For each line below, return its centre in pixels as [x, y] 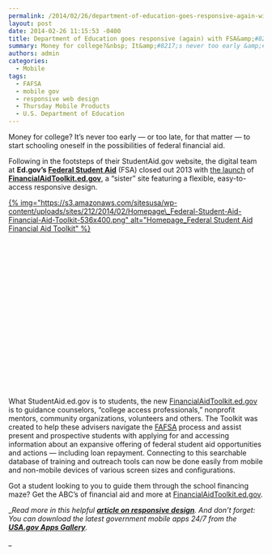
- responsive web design [57, 99]
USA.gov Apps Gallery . [48, 527]
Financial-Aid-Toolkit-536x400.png [67, 220]
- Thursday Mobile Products [63, 106]
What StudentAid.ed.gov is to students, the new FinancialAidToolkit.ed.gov [133, 401]
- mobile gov [38, 91]
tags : [17, 76]
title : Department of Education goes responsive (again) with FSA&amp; [132, 38]
